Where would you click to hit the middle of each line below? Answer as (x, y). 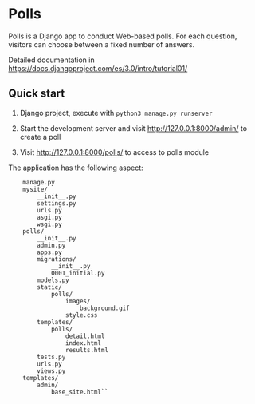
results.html (87, 350)
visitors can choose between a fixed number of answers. (102, 44)
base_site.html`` (80, 392)
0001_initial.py (78, 273)
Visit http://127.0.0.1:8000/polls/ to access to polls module (114, 152)
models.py (53, 280)
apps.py (49, 252)
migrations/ (57, 259)
